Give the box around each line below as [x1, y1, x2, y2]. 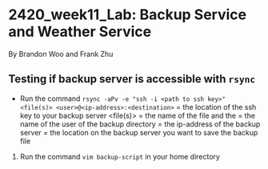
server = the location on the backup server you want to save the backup [19, 127, 258, 137]
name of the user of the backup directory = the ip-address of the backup [19, 119, 261, 129]
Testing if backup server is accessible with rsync [8, 72, 256, 86]
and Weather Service [8, 22, 152, 41]
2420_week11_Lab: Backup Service [8, 6, 246, 24]
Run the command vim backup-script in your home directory [19, 151, 220, 161]
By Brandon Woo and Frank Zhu [8, 49, 114, 58]
